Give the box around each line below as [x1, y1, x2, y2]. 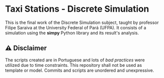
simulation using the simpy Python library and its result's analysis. [5, 30, 139, 36]
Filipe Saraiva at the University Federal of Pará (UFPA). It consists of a [5, 24, 146, 30]
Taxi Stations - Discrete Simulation [5, 3, 149, 15]
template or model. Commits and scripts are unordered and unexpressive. [5, 67, 154, 73]
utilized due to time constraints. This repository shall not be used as [5, 62, 142, 68]
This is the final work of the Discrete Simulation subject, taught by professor [5, 19, 159, 25]
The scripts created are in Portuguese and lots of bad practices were [5, 57, 145, 63]
